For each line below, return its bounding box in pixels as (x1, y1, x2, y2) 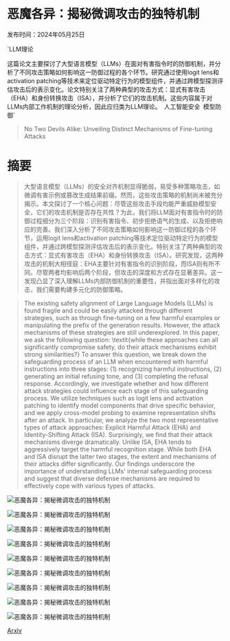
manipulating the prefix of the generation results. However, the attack (23, 321, 221, 329)
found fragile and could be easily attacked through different (23, 306, 193, 315)
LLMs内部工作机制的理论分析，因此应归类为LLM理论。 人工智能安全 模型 (7, 102, 216, 111)
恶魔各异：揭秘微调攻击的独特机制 (7, 6, 200, 22)
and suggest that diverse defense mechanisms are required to (23, 474, 200, 482)
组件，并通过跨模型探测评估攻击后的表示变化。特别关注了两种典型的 (23, 242, 217, 251)
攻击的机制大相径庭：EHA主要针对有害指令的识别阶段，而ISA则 (23, 259, 203, 268)
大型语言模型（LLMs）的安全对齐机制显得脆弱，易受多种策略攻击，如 (23, 182, 220, 190)
